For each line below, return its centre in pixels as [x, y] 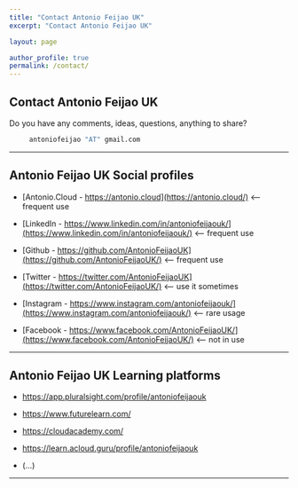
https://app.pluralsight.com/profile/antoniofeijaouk [114, 397]
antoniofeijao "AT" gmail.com [85, 139]
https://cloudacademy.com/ [73, 431]
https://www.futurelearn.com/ [76, 414]
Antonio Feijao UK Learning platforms [115, 376]
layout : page [33, 42]
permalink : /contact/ [49, 66]
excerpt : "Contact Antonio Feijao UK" [81, 26]
